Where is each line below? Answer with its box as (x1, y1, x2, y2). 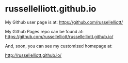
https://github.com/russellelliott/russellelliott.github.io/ (5, 34, 113, 39)
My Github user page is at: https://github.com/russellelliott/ (5, 19, 123, 25)
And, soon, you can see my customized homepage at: (5, 43, 113, 49)
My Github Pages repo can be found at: (5, 28, 84, 34)
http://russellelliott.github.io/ (5, 52, 62, 58)
